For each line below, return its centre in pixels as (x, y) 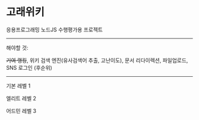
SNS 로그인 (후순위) (29, 67)
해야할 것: (17, 47)
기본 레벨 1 (18, 86)
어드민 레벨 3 (21, 111)
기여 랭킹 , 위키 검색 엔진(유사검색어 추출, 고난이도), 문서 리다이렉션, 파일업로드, (97, 60)
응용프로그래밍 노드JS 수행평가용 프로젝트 (54, 30)
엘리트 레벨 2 (21, 98)
